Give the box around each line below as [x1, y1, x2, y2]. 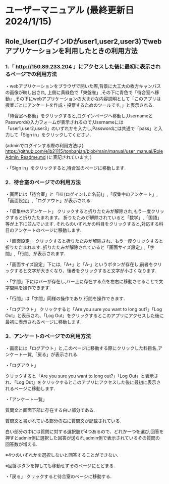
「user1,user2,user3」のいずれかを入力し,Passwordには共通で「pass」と [5, 125, 158, 131]
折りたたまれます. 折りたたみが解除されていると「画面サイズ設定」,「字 [5, 244, 155, 250]
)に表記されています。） [46, 154, 95, 160]
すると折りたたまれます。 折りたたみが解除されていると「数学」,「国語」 [9, 214, 162, 221]
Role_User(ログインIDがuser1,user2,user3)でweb [5, 37, 162, 46]
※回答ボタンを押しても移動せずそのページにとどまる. [5, 463, 115, 469]
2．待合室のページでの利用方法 [5, 179, 81, 186]
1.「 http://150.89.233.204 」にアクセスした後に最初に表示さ [5, 63, 156, 70]
